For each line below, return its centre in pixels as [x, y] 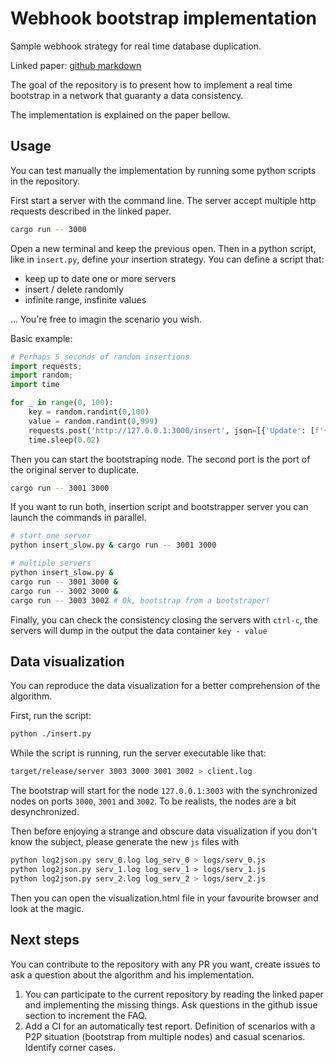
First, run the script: [51, 716]
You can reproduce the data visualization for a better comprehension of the [165, 686]
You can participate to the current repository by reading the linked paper [174, 994]
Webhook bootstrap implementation [163, 18]
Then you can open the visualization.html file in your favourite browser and [164, 898]
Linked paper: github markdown [76, 65]
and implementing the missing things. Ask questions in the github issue [171, 1004]
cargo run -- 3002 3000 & [64, 591]
